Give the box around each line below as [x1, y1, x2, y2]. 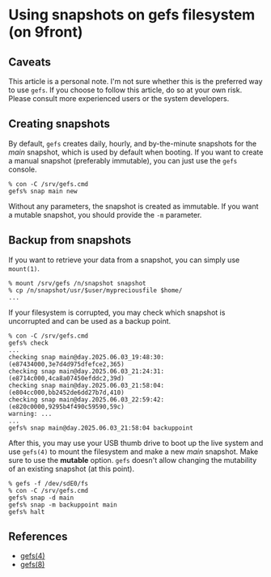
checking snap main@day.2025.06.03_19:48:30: [8, 353, 164, 361]
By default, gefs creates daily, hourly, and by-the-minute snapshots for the [8, 138, 257, 148]
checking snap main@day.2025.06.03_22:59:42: [8, 395, 164, 404]
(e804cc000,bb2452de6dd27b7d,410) [8, 388, 125, 397]
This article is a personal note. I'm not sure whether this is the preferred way [8, 77, 263, 86]
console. [8, 164, 38, 174]
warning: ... [8, 409, 53, 418]
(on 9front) [8, 23, 83, 41]
